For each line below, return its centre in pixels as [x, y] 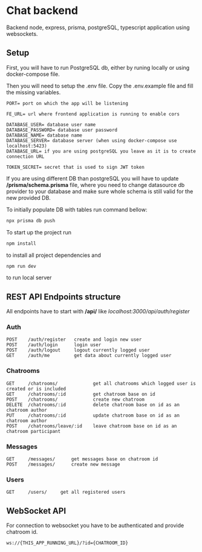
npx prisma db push [31, 220]
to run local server [29, 278]
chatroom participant [34, 431]
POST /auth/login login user [54, 345]
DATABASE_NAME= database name [44, 135]
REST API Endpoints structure [64, 297]
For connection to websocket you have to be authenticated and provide [95, 525]
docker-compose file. [33, 74]
